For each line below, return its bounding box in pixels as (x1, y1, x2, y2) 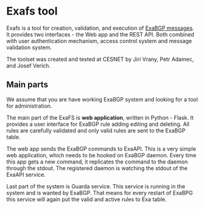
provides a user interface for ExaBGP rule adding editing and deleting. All (6, 120, 190, 128)
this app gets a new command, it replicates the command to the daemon (6, 158, 188, 165)
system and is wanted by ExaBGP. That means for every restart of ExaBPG (6, 189, 193, 196)
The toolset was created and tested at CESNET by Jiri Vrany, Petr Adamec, (6, 55, 194, 63)
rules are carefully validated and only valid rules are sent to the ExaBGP (6, 126, 186, 134)
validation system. (6, 44, 52, 51)
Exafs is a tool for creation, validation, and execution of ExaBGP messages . (6, 24, 194, 32)
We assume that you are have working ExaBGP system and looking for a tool (6, 95, 198, 103)
